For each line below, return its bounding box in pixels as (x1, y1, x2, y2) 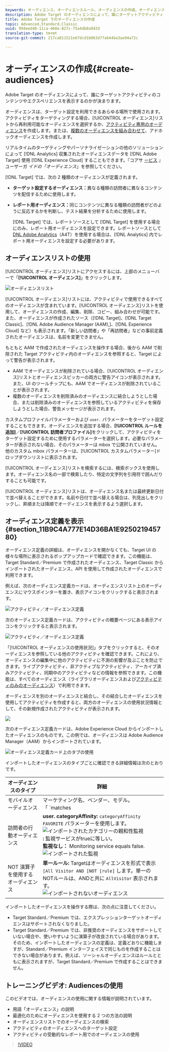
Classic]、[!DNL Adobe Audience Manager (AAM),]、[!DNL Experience (5, 321, 152, 327)
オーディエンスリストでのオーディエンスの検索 (12, 1019, 109, 1025)
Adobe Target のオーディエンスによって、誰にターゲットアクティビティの (5, 91, 157, 97)
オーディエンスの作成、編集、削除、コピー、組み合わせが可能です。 (22, 308, 163, 315)
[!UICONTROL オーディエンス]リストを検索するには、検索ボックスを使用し (5, 465, 160, 471)
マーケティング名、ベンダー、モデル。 (42, 797, 133, 804)
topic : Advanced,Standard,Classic (5, 21, 78, 27)
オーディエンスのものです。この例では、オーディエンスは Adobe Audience (9, 732, 163, 738)
